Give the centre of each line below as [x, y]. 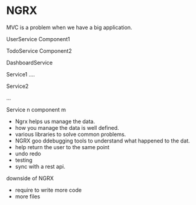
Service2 [18, 86]
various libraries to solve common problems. [70, 134]
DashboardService [30, 62]
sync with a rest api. [40, 166]
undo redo [28, 153]
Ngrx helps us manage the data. [55, 121]
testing [24, 160]
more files [28, 196]
